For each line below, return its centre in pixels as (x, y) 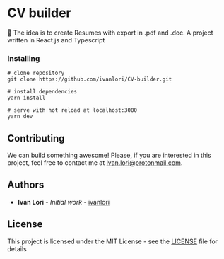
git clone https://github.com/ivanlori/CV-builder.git (90, 79)
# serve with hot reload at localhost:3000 (72, 110)
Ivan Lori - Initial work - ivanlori (64, 202)
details (17, 248)
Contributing (36, 138)
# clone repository (36, 73)
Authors (26, 185)
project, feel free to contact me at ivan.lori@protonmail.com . (95, 163)
